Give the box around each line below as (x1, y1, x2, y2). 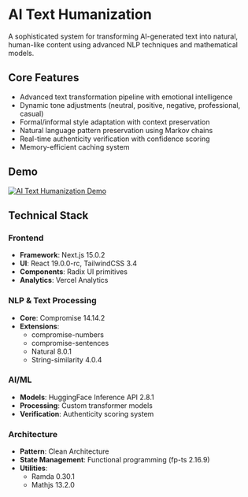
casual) (19, 109, 44, 118)
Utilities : (19, 463, 48, 473)
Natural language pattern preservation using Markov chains (19, 125, 213, 135)
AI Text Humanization (8, 6, 152, 24)
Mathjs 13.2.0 (31, 480, 75, 490)
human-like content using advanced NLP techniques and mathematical (8, 39, 239, 49)
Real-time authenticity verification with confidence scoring (19, 134, 210, 143)
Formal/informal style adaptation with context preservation (19, 117, 210, 127)
